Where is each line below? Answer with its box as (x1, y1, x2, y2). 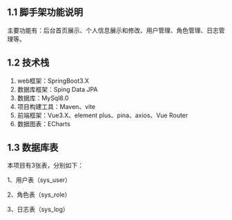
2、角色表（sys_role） (7, 190, 71, 199)
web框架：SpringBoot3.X (17, 77, 90, 85)
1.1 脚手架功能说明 (7, 6, 84, 19)
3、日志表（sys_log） (7, 206, 69, 214)
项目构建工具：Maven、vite (17, 102, 95, 110)
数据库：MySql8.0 (17, 94, 69, 102)
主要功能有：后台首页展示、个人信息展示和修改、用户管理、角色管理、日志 (7, 26, 219, 34)
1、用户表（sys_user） (7, 176, 71, 184)
